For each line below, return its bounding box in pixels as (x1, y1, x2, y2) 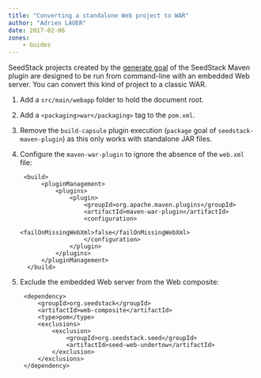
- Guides (22, 41, 51, 49)
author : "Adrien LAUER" (8, 19, 87, 27)
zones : (8, 33, 30, 42)
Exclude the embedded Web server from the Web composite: (19, 277, 220, 287)
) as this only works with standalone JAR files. (62, 134, 212, 143)
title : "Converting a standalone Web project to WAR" (8, 11, 190, 20)
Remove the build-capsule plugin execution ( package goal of (19, 126, 217, 136)
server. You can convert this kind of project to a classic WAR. (8, 80, 207, 90)
